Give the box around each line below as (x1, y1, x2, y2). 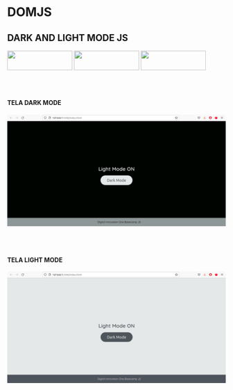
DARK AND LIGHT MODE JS (7, 32, 128, 44)
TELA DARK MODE (7, 98, 62, 106)
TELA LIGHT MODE (7, 255, 63, 264)
